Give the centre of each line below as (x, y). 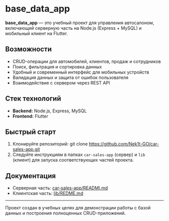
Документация (31, 176)
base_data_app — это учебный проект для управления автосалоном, (80, 23)
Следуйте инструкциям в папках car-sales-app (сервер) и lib (79, 155)
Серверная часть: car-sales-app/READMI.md (60, 188)
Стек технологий (33, 99)
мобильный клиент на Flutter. (36, 33)
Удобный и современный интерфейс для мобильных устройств (81, 72)
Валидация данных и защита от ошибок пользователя (70, 77)
